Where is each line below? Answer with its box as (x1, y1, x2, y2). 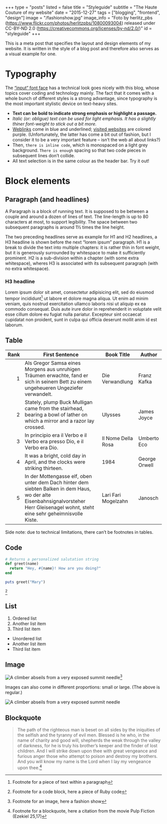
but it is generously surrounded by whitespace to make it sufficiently (5, 249, 146, 255)
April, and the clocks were (24, 458, 85, 465)
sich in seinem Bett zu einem (24, 378, 92, 385)
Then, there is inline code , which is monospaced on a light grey (12, 142, 148, 148)
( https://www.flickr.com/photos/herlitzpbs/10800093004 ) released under (5, 20, 156, 26)
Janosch (138, 494, 159, 501)
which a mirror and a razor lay (24, 417, 94, 424)
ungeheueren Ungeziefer (24, 384, 83, 391)
